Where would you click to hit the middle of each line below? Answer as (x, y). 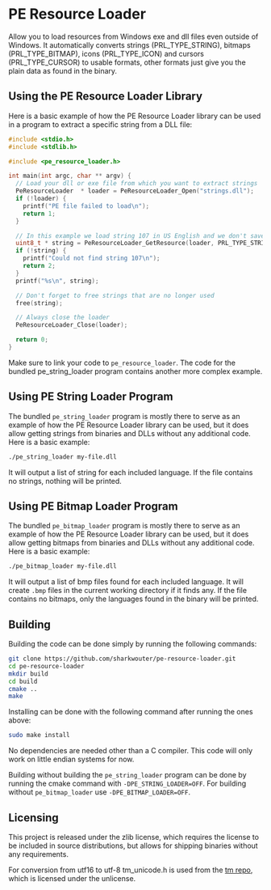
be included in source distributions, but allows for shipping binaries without (133, 845)
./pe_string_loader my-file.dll (63, 457)
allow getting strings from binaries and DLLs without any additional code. (130, 433)
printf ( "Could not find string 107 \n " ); (92, 259)
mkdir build (28, 674)
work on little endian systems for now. (71, 759)
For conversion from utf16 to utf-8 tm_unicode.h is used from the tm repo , (131, 870)
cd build (23, 681)
